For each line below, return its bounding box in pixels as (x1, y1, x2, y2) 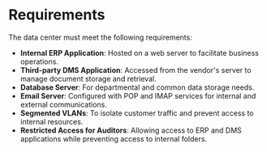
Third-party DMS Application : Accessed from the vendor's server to (19, 65, 252, 74)
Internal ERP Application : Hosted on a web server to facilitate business (19, 48, 260, 57)
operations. (19, 57, 59, 66)
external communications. (19, 99, 108, 109)
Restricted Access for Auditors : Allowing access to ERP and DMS (19, 125, 242, 135)
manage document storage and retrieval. (19, 74, 157, 83)
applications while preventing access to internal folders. (19, 133, 208, 143)
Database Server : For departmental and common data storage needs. (19, 82, 255, 92)
